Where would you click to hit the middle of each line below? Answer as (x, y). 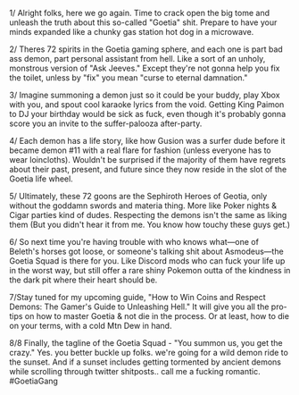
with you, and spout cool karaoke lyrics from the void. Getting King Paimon (147, 105)
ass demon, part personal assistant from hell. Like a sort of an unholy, (137, 59)
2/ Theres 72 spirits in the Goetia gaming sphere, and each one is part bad (146, 49)
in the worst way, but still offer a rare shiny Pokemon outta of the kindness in (150, 270)
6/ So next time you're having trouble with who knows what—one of (134, 242)
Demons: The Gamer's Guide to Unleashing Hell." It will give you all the (139, 307)
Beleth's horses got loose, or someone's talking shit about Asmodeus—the (146, 251)
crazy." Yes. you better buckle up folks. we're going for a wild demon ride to (149, 353)
